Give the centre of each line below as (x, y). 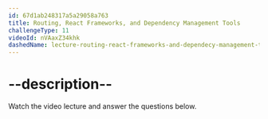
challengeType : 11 (39, 30)
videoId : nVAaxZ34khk (44, 38)
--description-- (61, 84)
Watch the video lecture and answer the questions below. (102, 106)
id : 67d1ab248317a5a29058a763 (59, 15)
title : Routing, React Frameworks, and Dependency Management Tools (124, 23)
